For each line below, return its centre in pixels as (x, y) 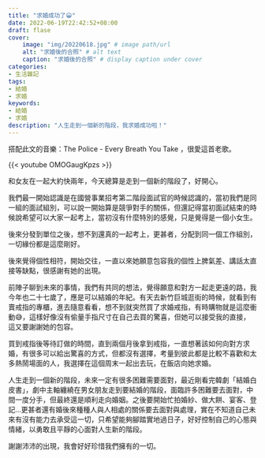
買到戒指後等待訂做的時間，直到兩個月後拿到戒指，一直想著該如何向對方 (125, 343)
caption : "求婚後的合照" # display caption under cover (112, 60)
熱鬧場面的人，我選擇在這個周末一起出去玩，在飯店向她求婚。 (115, 363)
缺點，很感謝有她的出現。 (63, 270)
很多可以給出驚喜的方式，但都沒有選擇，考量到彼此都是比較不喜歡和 (139, 353)
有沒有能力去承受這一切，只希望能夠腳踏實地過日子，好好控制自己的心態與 (136, 419)
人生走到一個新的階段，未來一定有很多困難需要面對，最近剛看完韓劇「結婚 (129, 380)
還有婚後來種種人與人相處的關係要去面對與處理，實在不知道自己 (146, 409)
